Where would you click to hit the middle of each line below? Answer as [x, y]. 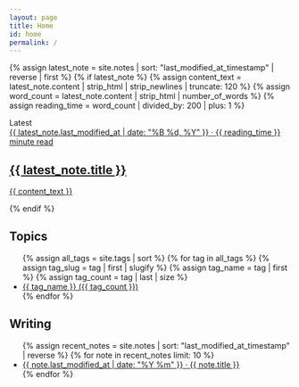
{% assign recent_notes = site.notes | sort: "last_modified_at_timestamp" [156, 345]
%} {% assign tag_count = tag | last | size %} [105, 276]
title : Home [31, 26]
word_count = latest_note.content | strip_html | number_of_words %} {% [142, 96]
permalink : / [33, 42]
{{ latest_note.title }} [68, 170]
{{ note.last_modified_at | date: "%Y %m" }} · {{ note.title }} [131, 364]
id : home [25, 34]
